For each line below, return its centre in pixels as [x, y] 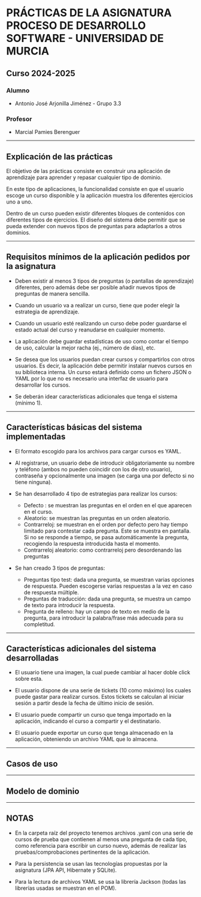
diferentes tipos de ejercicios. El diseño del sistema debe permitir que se [96, 220]
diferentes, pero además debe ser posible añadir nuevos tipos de [95, 287]
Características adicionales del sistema [81, 649]
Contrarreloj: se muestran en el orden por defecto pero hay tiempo [106, 524]
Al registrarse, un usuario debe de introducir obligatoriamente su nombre [105, 463]
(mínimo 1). [28, 403]
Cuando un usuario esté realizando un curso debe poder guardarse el [101, 323]
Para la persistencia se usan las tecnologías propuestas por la [91, 863]
